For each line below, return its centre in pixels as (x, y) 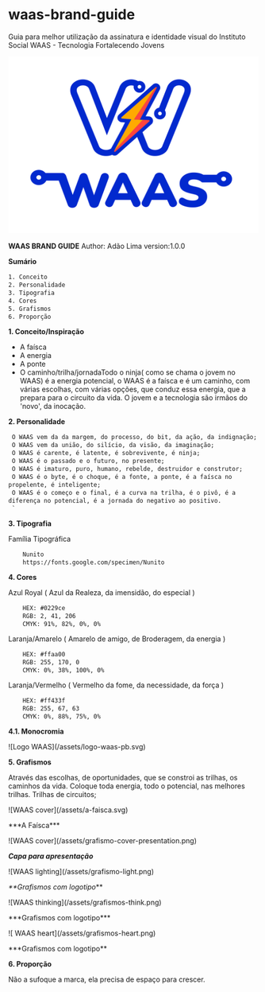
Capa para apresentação (51, 856)
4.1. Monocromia (36, 731)
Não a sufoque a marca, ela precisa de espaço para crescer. (107, 979)
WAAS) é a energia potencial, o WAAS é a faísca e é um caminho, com (135, 381)
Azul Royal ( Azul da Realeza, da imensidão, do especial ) (102, 593)
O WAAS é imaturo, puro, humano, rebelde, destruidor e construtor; (127, 469)
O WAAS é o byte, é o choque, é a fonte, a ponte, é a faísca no (122, 477)
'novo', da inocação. (53, 407)
